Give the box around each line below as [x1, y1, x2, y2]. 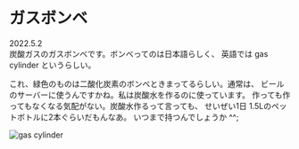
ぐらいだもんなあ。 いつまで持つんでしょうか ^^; [61, 112, 239, 122]
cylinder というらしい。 [9, 59, 96, 70]
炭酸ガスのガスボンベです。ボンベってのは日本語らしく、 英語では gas [9, 48, 269, 59]
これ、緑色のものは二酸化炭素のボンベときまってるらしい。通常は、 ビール [9, 78, 285, 89]
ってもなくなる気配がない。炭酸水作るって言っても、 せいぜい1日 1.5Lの [9, 100, 272, 111]
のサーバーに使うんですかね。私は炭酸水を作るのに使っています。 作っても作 [9, 90, 291, 100]
